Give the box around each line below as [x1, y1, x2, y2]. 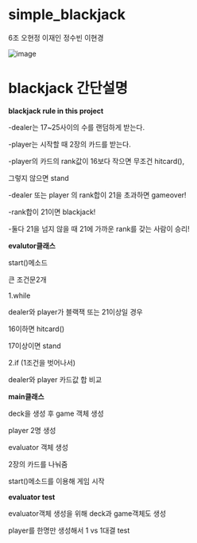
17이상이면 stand [8, 341, 61, 350]
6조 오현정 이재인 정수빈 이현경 [8, 33, 104, 42]
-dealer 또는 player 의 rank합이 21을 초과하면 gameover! [8, 189, 187, 200]
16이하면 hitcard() [8, 324, 65, 334]
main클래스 [8, 392, 45, 401]
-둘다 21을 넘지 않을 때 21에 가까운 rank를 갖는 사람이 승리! [8, 224, 190, 233]
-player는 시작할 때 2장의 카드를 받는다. [8, 139, 131, 149]
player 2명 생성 [8, 425, 56, 435]
